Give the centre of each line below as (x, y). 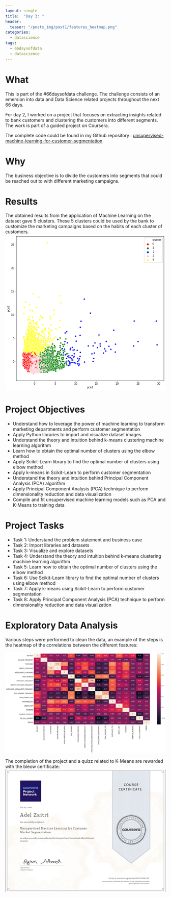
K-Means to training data (38, 505)
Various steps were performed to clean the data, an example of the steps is (84, 640)
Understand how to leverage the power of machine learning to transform (89, 424)
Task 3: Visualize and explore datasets (53, 551)
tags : (11, 43)
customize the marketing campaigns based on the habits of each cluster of (84, 227)
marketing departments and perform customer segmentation (76, 429)
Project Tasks (35, 526)
